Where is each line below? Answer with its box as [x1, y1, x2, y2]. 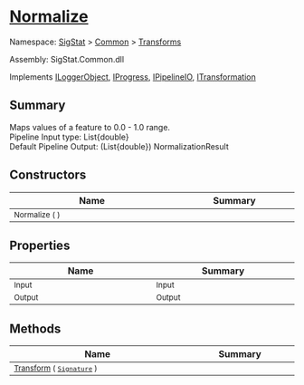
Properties [9, 237, 71, 253]
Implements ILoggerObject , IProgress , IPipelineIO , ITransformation [9, 71, 256, 82]
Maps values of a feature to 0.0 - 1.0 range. [9, 121, 170, 132]
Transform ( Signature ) [14, 363, 98, 373]
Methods [9, 321, 62, 336]
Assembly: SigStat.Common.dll [9, 53, 125, 64]
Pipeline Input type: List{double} [9, 131, 129, 142]
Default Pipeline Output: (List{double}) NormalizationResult [9, 140, 229, 151]
